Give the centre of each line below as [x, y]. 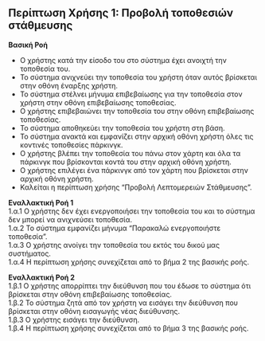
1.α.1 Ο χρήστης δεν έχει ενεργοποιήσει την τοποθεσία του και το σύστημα [132, 211]
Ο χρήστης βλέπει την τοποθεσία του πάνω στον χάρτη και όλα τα [130, 153]
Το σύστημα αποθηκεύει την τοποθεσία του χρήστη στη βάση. [122, 127]
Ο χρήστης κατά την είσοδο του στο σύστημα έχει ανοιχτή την [123, 60]
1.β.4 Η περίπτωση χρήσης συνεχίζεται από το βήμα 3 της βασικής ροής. [129, 328]
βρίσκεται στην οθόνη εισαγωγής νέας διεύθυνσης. [94, 311]
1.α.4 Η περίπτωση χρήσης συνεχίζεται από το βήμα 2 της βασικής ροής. [129, 261]
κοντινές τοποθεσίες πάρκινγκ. [71, 145]
